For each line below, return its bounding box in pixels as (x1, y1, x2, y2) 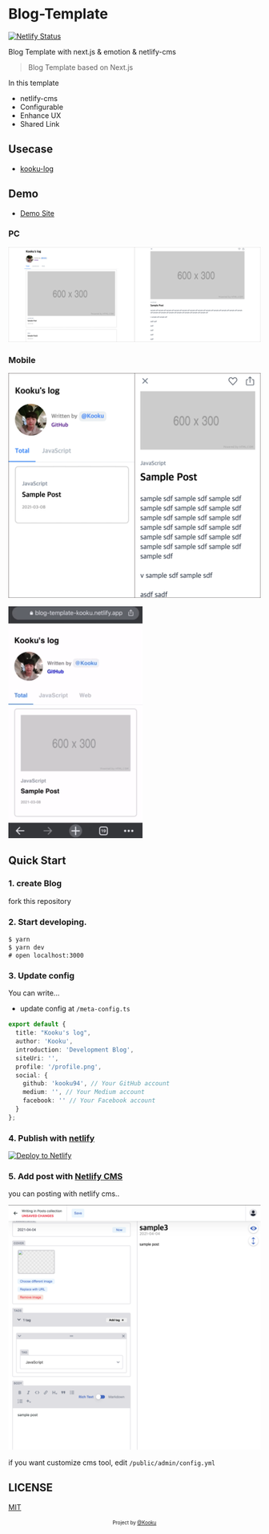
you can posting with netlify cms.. (8, 1189, 120, 1198)
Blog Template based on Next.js (27, 62, 134, 72)
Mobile (8, 354, 36, 365)
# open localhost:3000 (8, 952, 84, 960)
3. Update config (8, 970, 74, 981)
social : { (15, 1071, 48, 1080)
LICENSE (8, 1481, 54, 1495)
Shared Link (19, 119, 60, 128)
